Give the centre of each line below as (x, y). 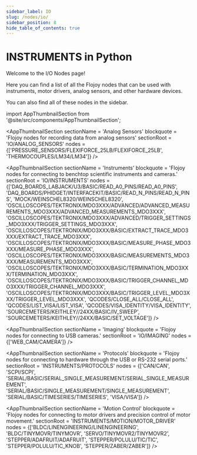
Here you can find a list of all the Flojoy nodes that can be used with (89, 85)
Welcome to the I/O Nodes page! (46, 74)
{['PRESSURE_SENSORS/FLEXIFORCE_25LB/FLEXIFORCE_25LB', (85, 150)
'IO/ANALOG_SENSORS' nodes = (46, 144)
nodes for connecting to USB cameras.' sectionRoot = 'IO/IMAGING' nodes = (99, 336)
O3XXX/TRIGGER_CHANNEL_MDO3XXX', (56, 287)
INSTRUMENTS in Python (69, 57)
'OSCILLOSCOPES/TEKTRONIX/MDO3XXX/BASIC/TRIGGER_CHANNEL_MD (97, 281)
